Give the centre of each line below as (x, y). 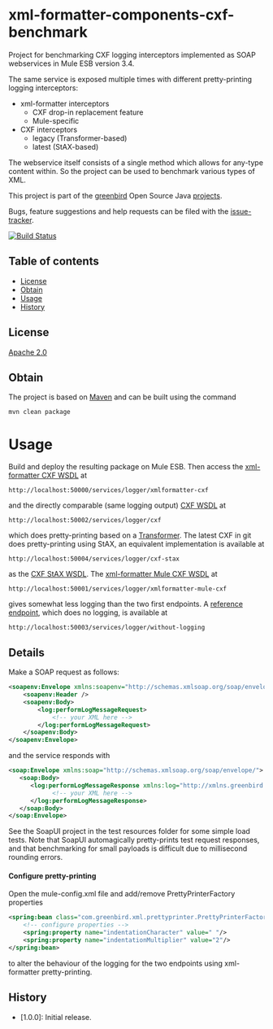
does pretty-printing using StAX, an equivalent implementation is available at (136, 544)
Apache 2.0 (28, 352)
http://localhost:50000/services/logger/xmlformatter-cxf (108, 491)
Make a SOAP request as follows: (64, 672)
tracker (20, 220)
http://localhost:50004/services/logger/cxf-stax (94, 559)
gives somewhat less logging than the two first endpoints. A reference (126, 604)
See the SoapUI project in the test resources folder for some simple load (129, 831)
